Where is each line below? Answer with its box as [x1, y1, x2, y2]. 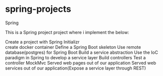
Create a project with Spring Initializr [5, 38, 80, 45]
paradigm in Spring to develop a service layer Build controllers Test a [5, 54, 146, 60]
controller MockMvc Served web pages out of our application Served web [5, 60, 156, 66]
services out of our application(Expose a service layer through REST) [5, 65, 146, 71]
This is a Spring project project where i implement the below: [5, 29, 129, 35]
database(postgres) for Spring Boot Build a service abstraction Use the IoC [5, 49, 159, 55]
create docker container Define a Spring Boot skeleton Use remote [5, 44, 141, 50]
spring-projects [5, 3, 71, 15]
